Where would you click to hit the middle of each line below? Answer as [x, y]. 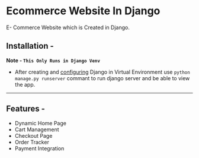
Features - [26, 109]
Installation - [30, 46]
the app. [25, 84]
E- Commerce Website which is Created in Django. [68, 27]
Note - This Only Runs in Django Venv [53, 60]
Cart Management [37, 129]
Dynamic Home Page [41, 123]
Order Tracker [32, 142]
